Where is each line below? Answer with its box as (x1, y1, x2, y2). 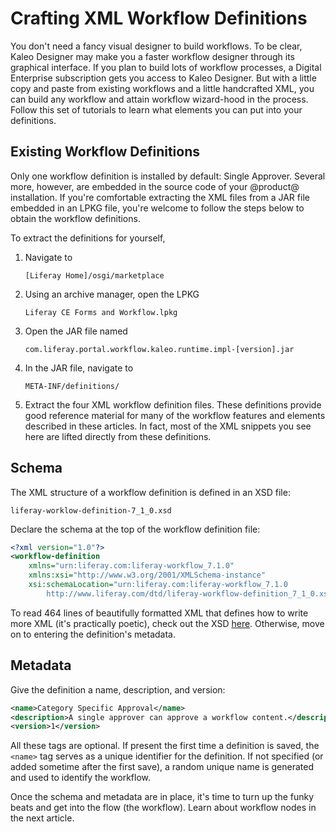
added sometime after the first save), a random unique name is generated (10, 761, 314, 773)
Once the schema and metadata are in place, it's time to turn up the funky (10, 791, 315, 803)
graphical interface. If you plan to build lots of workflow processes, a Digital (10, 61, 322, 73)
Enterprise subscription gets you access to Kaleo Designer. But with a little (10, 72, 317, 84)
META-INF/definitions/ (24, 381, 120, 391)
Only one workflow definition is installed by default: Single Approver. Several (10, 170, 326, 182)
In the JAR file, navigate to (24, 362, 134, 374)
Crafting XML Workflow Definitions (10, 7, 308, 30)
